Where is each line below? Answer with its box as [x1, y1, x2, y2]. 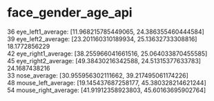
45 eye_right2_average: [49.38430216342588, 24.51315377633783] [7, 56, 202, 65]
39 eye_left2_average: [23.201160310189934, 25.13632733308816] [7, 34, 197, 43]
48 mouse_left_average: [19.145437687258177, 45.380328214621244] [7, 78, 206, 87]
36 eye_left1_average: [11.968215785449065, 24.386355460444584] [7, 27, 205, 36]
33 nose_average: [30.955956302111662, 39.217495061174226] [7, 71, 188, 80]
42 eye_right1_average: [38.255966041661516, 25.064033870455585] [7, 49, 208, 58]
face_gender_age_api [7, 5, 133, 21]
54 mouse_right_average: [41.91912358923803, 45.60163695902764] [7, 86, 206, 94]
